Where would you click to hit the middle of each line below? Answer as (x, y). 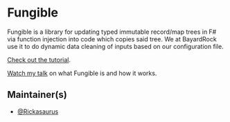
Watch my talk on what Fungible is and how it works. (82, 73)
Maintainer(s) (37, 95)
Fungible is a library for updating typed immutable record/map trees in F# (112, 32)
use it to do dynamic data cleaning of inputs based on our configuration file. (115, 46)
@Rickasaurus (38, 111)
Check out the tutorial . (39, 59)
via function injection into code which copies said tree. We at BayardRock (112, 39)
